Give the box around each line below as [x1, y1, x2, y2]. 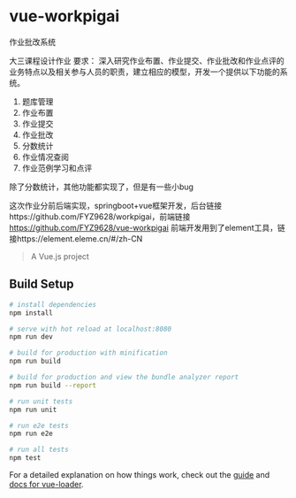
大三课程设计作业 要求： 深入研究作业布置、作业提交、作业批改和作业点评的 [9, 55, 285, 65]
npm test [9, 454, 42, 463]
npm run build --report [9, 380, 97, 390]
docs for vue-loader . [9, 479, 84, 489]
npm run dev [9, 333, 53, 341]
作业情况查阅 [21, 151, 69, 162]
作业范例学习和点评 [21, 162, 93, 173]
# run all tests [9, 445, 69, 455]
